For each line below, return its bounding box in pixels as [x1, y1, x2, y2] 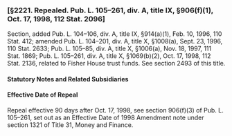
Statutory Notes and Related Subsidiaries [7, 75, 129, 83]
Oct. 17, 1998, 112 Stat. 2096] [7, 14, 105, 23]
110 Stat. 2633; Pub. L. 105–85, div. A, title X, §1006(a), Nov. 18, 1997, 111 [7, 44, 212, 53]
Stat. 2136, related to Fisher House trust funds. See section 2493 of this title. [7, 59, 226, 68]
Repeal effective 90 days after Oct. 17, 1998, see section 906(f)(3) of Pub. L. [7, 106, 224, 115]
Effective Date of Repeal [7, 90, 78, 99]
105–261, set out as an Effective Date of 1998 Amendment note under [7, 113, 204, 122]
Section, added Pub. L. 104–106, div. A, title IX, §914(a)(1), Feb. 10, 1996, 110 [7, 30, 222, 38]
